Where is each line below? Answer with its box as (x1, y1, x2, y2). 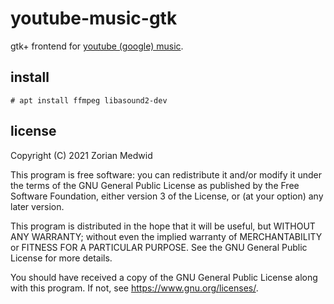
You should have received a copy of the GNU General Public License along (10, 271, 318, 283)
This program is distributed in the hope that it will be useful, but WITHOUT (10, 220, 316, 232)
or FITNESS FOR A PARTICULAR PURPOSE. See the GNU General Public (10, 241, 308, 253)
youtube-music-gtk (10, 7, 178, 30)
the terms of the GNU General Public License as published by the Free (10, 179, 300, 191)
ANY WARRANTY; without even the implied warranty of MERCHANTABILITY (10, 230, 323, 242)
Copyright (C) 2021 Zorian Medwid (10, 149, 153, 161)
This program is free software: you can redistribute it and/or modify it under (10, 168, 322, 181)
